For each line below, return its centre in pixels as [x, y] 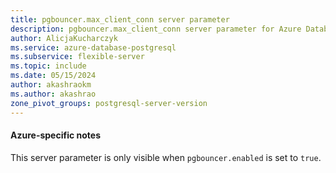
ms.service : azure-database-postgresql [93, 47]
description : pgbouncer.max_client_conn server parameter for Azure [156, 29]
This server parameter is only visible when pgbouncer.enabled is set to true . [166, 157]
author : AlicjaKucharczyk [64, 38]
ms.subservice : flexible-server [77, 57]
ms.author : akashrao [53, 94]
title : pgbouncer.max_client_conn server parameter [120, 19]
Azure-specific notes [55, 135]
